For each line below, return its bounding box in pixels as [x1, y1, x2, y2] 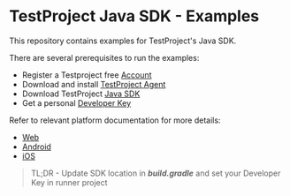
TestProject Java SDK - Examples [9, 6, 260, 26]
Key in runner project [30, 177, 108, 187]
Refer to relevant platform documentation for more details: [9, 115, 221, 125]
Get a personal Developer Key [21, 97, 132, 108]
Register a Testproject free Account [21, 69, 152, 80]
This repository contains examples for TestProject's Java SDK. [9, 35, 237, 46]
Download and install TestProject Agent [21, 79, 166, 89]
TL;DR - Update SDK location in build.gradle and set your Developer [30, 168, 281, 178]
